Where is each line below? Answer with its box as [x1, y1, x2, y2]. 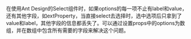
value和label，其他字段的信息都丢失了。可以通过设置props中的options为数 [6, 20, 185, 26]
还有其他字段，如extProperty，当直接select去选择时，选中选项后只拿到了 [6, 12, 182, 19]
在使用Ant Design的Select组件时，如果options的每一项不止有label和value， [6, 5, 187, 12]
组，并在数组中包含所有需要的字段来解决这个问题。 [6, 27, 129, 34]
